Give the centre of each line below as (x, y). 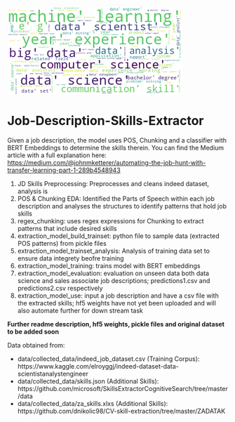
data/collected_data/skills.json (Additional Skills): (88, 381)
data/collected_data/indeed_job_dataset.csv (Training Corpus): (108, 359)
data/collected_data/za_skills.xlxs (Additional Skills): (93, 403)
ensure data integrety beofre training (70, 258)
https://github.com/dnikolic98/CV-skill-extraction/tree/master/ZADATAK (121, 411)
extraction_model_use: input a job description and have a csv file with (118, 296)
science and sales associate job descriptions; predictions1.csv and (114, 280)
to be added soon (33, 331)
